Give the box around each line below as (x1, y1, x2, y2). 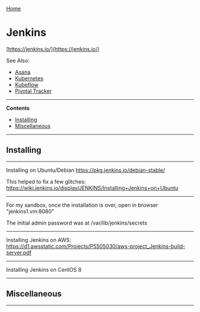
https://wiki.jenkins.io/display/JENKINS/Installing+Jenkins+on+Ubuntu (6, 184, 179, 191)
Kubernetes (14, 74, 43, 82)
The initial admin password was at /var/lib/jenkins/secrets (6, 219, 148, 226)
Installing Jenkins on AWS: (6, 236, 71, 243)
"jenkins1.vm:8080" (6, 207, 55, 215)
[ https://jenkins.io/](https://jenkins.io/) (6, 45, 100, 52)
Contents (6, 104, 30, 112)
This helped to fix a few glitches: (6, 178, 86, 185)
